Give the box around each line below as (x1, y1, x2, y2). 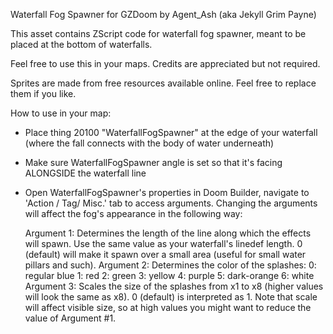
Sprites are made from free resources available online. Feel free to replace (10, 77, 317, 89)
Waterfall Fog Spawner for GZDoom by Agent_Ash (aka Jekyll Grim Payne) (10, 9, 317, 20)
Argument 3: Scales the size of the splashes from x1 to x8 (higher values (24, 280, 324, 292)
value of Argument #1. (24, 312, 117, 324)
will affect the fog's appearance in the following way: (24, 208, 243, 219)
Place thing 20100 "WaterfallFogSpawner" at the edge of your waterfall (24, 127, 318, 138)
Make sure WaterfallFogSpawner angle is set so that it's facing (24, 157, 283, 168)
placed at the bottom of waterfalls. (10, 39, 153, 50)
